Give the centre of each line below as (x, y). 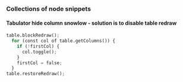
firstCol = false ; (40, 63)
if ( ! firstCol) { (38, 46)
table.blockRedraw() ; (33, 35)
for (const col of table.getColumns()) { (64, 41)
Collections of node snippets (48, 9)
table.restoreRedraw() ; (36, 74)
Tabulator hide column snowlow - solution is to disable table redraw (91, 23)
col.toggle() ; (40, 52)
